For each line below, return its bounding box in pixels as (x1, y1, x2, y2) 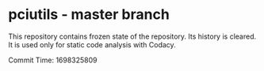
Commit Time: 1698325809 (8, 55, 98, 65)
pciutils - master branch (8, 6, 170, 24)
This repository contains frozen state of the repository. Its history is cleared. (8, 32, 256, 41)
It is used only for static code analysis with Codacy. (8, 39, 176, 49)
